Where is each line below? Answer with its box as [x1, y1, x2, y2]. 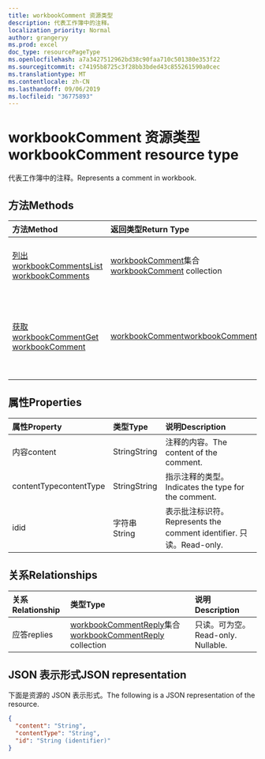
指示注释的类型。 [165, 471, 229, 482]
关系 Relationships [8, 569, 98, 582]
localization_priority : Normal [8, 26, 111, 34]
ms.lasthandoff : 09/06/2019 [8, 85, 101, 93]
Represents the [165, 516, 222, 527]
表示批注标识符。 [165, 505, 229, 517]
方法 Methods [8, 198, 74, 212]
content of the [165, 447, 218, 458]
